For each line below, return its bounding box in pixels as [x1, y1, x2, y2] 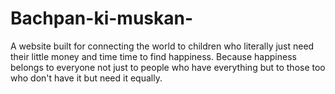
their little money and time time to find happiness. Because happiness [10, 50, 297, 62]
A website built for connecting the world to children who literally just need [10, 40, 315, 52]
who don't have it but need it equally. [10, 72, 163, 84]
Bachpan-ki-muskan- [10, 7, 194, 30]
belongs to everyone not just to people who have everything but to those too [10, 61, 326, 73]
